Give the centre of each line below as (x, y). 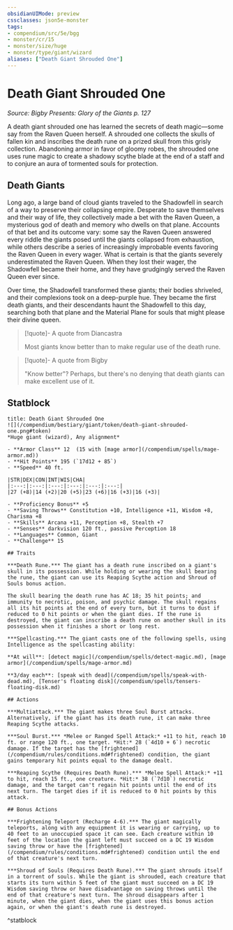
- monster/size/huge (37, 46)
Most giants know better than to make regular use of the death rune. (122, 347)
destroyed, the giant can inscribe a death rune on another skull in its (117, 621)
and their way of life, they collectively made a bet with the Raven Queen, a (114, 217)
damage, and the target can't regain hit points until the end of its (112, 786)
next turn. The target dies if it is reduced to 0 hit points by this (112, 792)
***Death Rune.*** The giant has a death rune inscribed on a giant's (112, 566)
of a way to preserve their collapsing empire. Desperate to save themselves (116, 209)
